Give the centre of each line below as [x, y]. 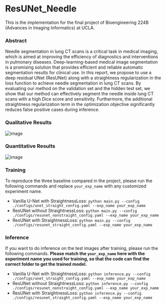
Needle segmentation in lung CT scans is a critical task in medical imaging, [82, 51]
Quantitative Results [30, 146]
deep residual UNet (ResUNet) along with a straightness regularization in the [83, 78]
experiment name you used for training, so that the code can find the [77, 259]
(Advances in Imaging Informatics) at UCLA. [50, 27]
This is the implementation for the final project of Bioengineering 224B [77, 22]
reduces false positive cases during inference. [53, 109]
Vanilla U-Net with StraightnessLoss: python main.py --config [76, 201]
